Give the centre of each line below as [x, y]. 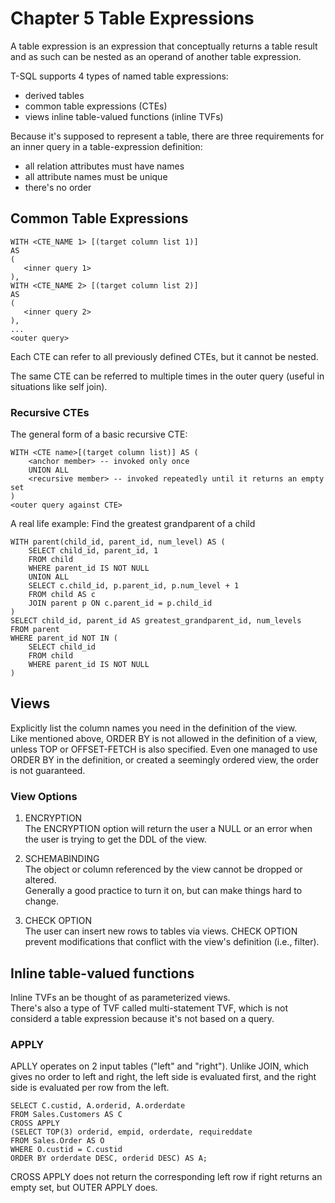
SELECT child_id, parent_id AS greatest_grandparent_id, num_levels [156, 621]
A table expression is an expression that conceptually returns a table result [164, 46]
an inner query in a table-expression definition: [106, 146]
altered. [40, 880]
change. [41, 901]
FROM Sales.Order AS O [57, 1141]
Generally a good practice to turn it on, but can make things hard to [163, 891]
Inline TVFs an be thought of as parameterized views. [120, 997]
